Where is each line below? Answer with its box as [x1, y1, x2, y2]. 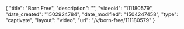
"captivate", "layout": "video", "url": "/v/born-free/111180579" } [5, 17, 155, 23]
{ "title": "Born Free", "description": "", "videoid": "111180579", [5, 5, 154, 11]
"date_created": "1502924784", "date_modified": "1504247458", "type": [5, 11, 179, 18]
